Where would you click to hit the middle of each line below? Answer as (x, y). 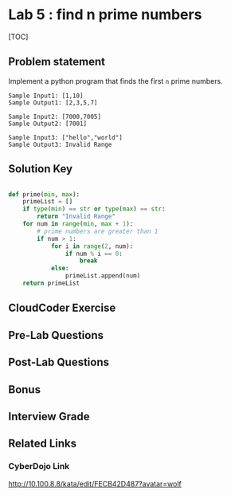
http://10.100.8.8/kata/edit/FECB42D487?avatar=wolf (95, 483)
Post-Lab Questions (59, 362)
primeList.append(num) (103, 276)
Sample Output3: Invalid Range (60, 144)
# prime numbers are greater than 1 (98, 231)
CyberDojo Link (39, 466)
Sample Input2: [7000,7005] (55, 116)
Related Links (43, 444)
